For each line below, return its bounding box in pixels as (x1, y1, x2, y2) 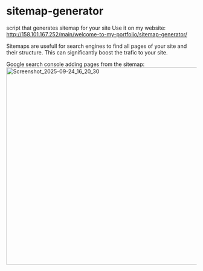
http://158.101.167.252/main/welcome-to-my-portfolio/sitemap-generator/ (6, 30, 187, 38)
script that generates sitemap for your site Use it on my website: (6, 24, 166, 31)
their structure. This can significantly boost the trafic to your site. (6, 48, 168, 56)
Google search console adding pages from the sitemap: (6, 60, 145, 68)
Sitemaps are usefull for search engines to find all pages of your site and (6, 42, 187, 50)
